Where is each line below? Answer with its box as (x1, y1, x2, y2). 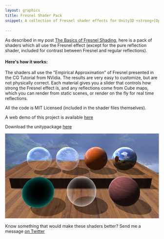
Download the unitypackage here (5, 124, 72, 130)
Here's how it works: (5, 59, 48, 64)
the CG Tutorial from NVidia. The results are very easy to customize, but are (5, 75, 158, 80)
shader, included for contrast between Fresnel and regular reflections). (5, 48, 147, 54)
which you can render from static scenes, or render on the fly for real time (5, 90, 154, 96)
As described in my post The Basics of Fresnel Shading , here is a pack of (5, 37, 152, 43)
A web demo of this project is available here (5, 115, 94, 120)
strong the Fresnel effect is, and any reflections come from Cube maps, (5, 85, 149, 91)
